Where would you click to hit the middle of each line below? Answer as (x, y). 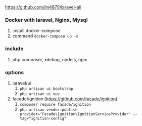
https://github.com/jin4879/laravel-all (43, 7)
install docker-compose (36, 31)
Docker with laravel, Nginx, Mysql (47, 20)
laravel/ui (22, 83)
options (15, 72)
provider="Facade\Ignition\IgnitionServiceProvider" (75, 114)
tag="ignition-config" (43, 118)
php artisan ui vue (40, 94)
